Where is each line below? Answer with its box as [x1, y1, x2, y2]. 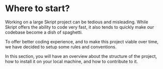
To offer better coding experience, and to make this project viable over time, [5, 38, 159, 44]
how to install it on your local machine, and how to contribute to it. [5, 58, 138, 64]
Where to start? [5, 3, 70, 14]
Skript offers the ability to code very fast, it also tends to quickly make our [5, 24, 154, 30]
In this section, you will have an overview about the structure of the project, [5, 53, 157, 59]
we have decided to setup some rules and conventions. [5, 44, 116, 50]
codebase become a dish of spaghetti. [5, 29, 83, 35]
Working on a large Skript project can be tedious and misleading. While [5, 19, 148, 25]
